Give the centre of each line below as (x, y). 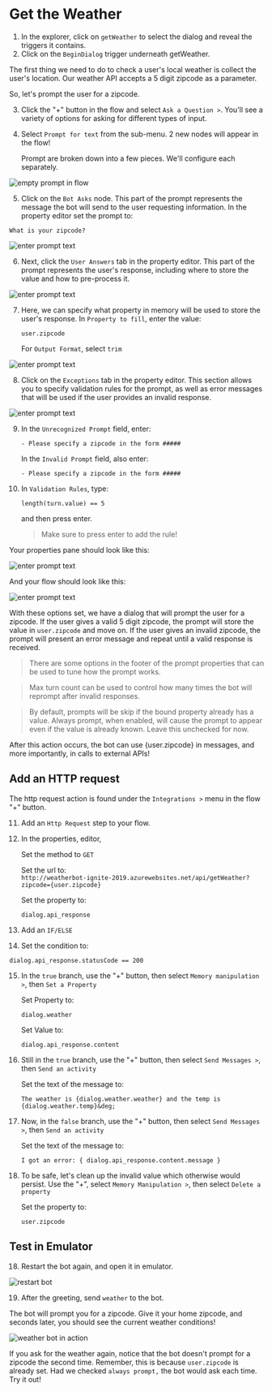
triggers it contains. (53, 45)
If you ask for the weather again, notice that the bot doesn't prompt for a (130, 1353)
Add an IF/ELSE (47, 929)
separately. (40, 166)
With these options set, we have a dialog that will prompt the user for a (127, 613)
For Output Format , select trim (71, 348)
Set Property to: (47, 1000)
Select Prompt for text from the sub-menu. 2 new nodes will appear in (140, 134)
